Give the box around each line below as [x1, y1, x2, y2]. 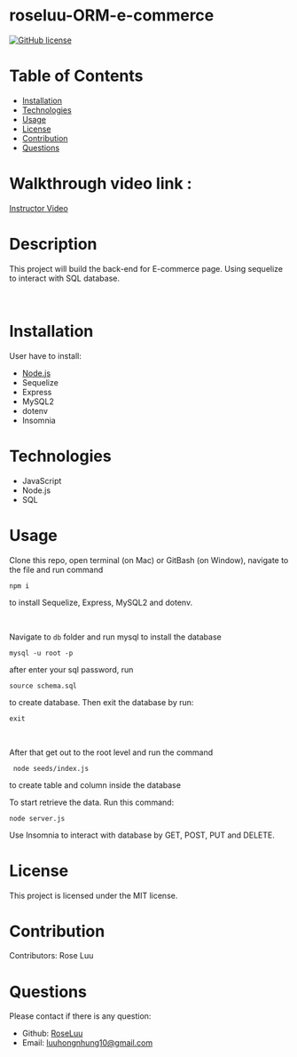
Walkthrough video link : [9, 174, 192, 194]
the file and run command [9, 564, 104, 575]
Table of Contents [9, 66, 144, 86]
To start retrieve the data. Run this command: [9, 797, 175, 807]
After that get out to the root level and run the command [9, 747, 214, 758]
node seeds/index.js [12, 764, 90, 773]
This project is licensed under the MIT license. [9, 890, 178, 901]
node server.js [9, 814, 66, 823]
